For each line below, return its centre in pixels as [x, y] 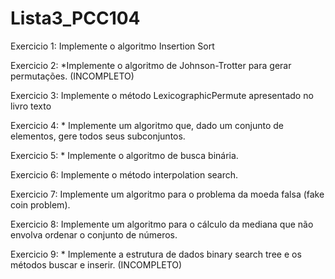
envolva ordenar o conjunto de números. [94, 234]
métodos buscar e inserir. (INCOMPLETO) [96, 264]
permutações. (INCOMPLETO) [72, 76]
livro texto [31, 106]
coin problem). [40, 204]
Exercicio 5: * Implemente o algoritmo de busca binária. [124, 155]
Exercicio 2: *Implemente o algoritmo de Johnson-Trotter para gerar [151, 65]
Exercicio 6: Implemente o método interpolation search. [124, 174]
